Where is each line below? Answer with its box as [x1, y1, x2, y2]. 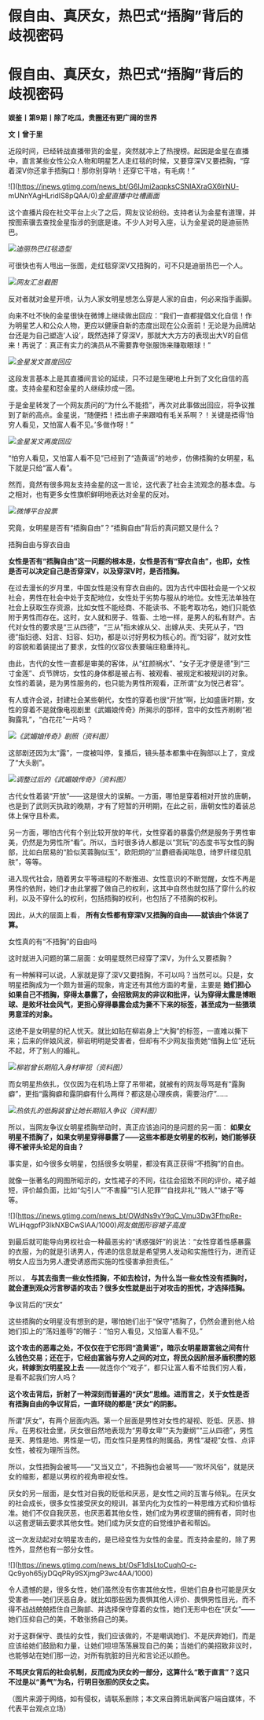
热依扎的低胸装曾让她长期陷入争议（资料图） [16, 1106, 161, 1115]
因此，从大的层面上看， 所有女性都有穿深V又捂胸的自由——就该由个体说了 [8, 910, 250, 920]
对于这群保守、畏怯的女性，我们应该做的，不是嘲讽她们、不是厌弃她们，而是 [8, 1631, 256, 1641]
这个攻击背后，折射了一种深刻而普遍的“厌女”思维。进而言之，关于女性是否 [8, 1389, 250, 1399]
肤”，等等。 [8, 858, 46, 867]
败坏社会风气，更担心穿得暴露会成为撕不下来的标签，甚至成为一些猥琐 [28, 1000, 256, 1009]
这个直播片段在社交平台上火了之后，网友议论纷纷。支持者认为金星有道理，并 [8, 208, 256, 217]
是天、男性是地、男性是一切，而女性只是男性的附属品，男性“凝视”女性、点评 [8, 1435, 255, 1445]
